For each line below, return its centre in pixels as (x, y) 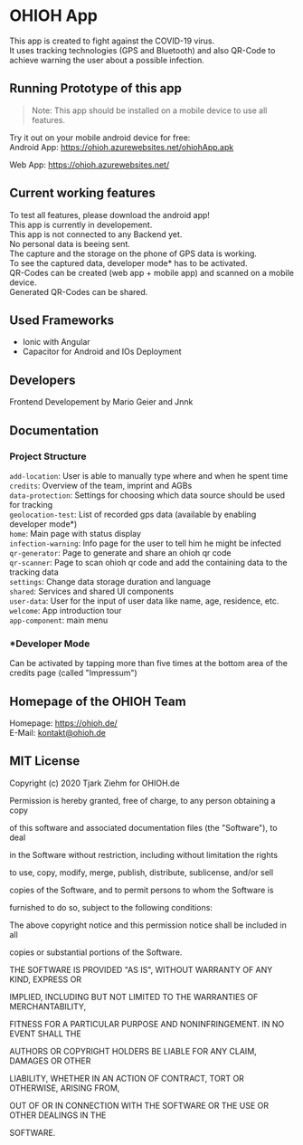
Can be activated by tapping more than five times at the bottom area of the (148, 663)
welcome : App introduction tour (66, 610)
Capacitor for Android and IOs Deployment (102, 352)
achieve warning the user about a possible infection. (107, 60)
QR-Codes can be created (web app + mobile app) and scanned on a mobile (151, 272)
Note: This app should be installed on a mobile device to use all (149, 110)
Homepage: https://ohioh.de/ (63, 723)
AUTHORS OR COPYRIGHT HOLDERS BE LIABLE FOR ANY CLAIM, (133, 1051)
